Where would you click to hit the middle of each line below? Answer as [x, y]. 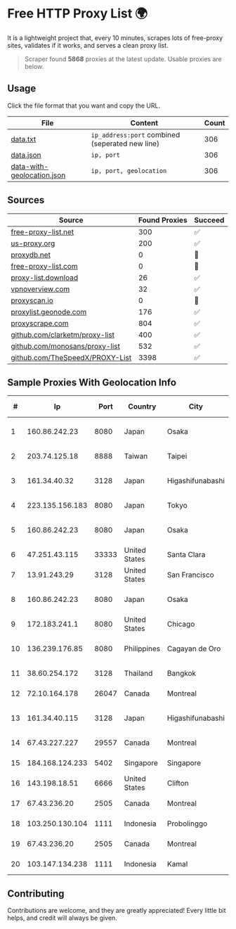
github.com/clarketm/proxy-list [63, 335]
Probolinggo [188, 824]
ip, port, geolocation [129, 171]
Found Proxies [163, 220]
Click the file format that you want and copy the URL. [84, 105]
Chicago [181, 624]
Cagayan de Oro [194, 649]
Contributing [36, 893]
